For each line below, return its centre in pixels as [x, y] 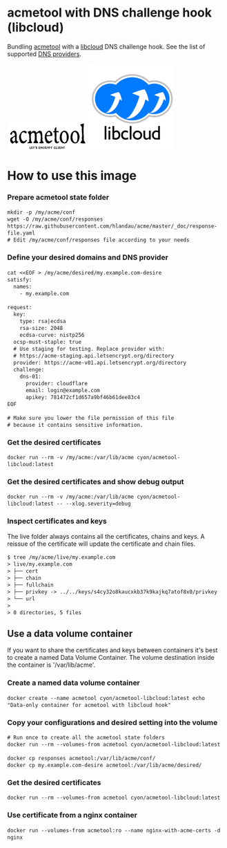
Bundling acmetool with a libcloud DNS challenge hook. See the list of [106, 46]
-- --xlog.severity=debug [93, 504]
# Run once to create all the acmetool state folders [86, 738]
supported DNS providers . [44, 54]
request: [20, 307]
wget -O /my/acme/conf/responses [55, 219]
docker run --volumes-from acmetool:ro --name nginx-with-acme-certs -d [114, 830]
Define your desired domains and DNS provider [88, 257]
